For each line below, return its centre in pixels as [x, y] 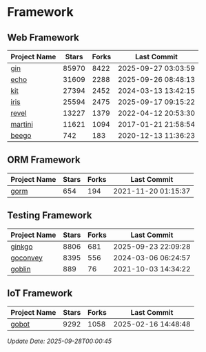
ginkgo [22, 247]
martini [22, 124]
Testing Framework [50, 215]
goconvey [27, 258]
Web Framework [43, 38]
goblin [21, 269]
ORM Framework [44, 160]
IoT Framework [40, 293]
